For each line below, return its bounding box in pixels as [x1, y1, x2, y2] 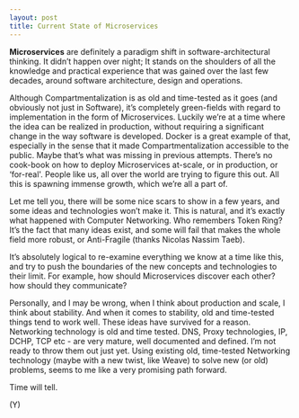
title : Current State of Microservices [9, 22, 159, 31]
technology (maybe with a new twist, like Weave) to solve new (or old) [9, 354, 269, 365]
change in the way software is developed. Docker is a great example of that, [9, 130, 291, 141]
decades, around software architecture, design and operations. [9, 75, 243, 85]
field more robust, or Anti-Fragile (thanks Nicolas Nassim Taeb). [9, 234, 245, 245]
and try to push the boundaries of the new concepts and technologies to [9, 261, 277, 271]
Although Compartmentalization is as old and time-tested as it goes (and [9, 92, 278, 103]
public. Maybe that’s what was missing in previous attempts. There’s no [9, 149, 273, 160]
